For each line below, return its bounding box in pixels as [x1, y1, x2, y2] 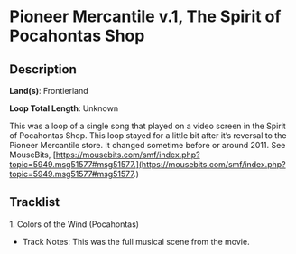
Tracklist [9, 194, 60, 210]
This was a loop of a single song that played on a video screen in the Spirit [9, 120, 286, 131]
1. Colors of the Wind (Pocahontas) [9, 219, 140, 230]
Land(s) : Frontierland [9, 86, 88, 96]
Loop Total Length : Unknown [9, 103, 119, 114]
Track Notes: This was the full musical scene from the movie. [22, 236, 250, 247]
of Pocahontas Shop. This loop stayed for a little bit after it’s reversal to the [9, 130, 287, 141]
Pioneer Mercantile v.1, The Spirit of [9, 6, 282, 27]
